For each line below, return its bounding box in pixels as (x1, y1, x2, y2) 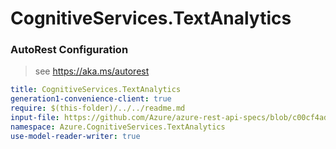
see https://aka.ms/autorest (34, 65, 150, 77)
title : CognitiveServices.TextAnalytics (10, 85, 182, 95)
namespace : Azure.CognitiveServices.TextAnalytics (10, 122, 226, 132)
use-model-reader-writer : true (10, 131, 141, 141)
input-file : (10, 113, 60, 123)
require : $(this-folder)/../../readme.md (10, 103, 186, 114)
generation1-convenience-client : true (10, 94, 172, 104)
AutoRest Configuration (10, 43, 129, 57)
